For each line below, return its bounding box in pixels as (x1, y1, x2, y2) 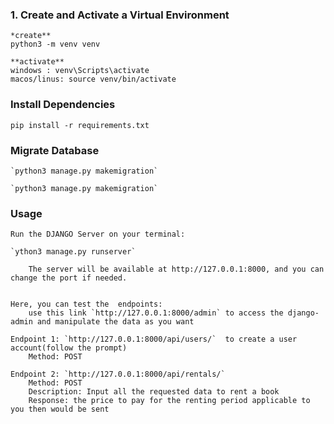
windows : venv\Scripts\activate (10, 66, 150, 76)
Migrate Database (10, 143, 100, 157)
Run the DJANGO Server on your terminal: (10, 229, 186, 240)
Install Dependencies (10, 98, 116, 112)
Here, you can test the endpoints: (10, 299, 163, 310)
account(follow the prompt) (10, 343, 128, 353)
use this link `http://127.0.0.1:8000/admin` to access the (28, 308, 284, 318)
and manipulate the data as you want (36, 317, 195, 327)
